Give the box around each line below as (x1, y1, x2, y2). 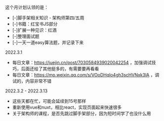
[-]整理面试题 (12, 34, 40, 39)
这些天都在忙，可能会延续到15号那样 (12, 98, 86, 104)
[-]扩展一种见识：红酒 (12, 27, 57, 33)
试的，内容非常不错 (12, 78, 52, 84)
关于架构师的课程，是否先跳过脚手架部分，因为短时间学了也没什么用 (12, 111, 151, 116)
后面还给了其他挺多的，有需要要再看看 (21, 66, 99, 72)
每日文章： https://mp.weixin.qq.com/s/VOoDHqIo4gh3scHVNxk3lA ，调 (12, 72, 160, 78)
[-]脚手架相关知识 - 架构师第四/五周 (12, 15, 84, 21)
